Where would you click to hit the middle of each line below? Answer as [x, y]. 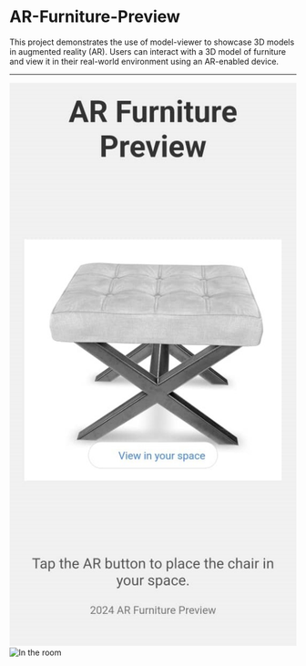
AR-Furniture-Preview [95, 17]
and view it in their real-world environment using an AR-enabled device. [144, 61]
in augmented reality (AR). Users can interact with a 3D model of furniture [148, 51]
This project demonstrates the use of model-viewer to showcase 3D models [152, 42]
